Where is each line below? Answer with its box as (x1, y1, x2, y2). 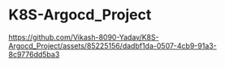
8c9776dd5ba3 (8, 49, 60, 59)
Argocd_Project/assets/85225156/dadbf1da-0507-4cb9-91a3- (8, 40, 217, 50)
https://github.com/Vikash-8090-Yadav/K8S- (8, 32, 160, 42)
